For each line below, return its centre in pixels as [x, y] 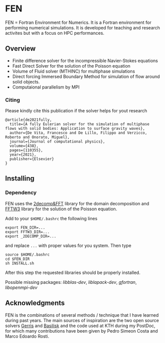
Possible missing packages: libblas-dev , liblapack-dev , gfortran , [71, 282]
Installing [20, 179]
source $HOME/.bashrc [27, 255]
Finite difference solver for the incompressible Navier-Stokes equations [85, 61]
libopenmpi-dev [21, 287]
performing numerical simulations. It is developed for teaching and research [82, 27]
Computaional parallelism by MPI [46, 87]
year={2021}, [23, 155]
